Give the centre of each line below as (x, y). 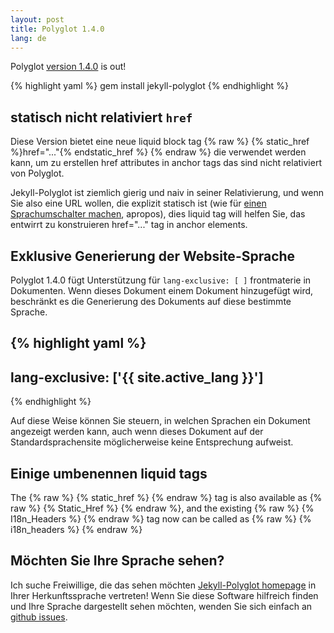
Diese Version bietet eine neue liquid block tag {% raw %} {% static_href (160, 142)
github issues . (39, 617)
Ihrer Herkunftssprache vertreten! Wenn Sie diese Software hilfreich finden (164, 595)
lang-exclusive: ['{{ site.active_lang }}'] (137, 377)
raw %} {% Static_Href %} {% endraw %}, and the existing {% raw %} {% (162, 508)
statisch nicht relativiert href (101, 117)
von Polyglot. (37, 173)
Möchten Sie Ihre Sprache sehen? (117, 561)
